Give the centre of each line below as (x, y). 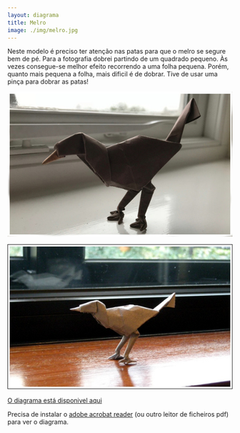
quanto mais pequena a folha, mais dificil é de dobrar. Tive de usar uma (112, 74)
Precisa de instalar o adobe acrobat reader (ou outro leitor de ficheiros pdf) (118, 414)
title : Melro (27, 23)
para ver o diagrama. (38, 422)
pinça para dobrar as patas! (48, 81)
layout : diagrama (33, 15)
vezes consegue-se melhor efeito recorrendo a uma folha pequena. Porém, (118, 66)
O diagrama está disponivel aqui (55, 400)
